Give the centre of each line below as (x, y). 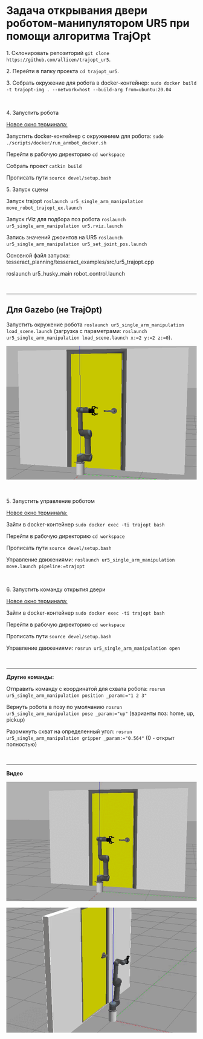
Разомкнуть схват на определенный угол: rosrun (69, 731)
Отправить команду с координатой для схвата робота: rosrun (86, 689)
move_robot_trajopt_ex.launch (44, 208)
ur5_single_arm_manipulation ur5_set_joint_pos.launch (77, 244)
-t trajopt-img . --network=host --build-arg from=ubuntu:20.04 (89, 89)
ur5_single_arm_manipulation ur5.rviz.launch (64, 226)
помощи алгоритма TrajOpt (79, 36)
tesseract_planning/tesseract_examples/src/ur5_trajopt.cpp (80, 262)
